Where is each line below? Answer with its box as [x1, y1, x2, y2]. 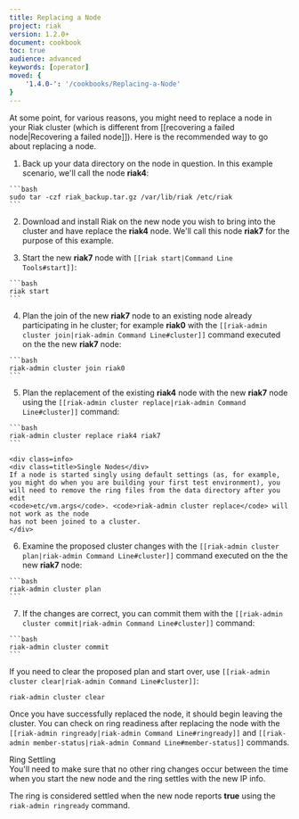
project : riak [9, 21, 62, 30]
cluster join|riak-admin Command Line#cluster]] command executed [21, 329, 281, 340]
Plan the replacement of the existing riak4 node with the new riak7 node [21, 387, 288, 398]
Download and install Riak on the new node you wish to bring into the [21, 216, 276, 227]
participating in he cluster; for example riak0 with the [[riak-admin [21, 319, 268, 330]
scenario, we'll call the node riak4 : [21, 167, 149, 178]
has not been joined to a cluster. [9, 517, 141, 526]
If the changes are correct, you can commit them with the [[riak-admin [21, 608, 283, 618]
